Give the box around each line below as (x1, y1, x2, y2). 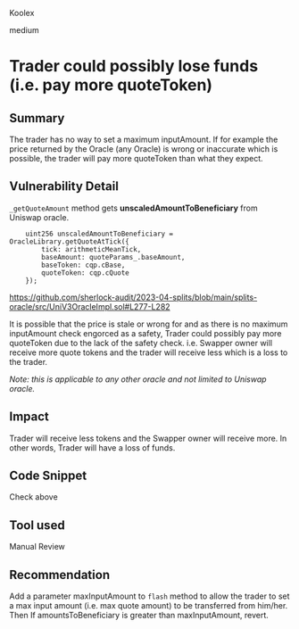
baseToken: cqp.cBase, (41, 261, 126, 269)
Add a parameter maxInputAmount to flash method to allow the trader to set (9, 591, 290, 601)
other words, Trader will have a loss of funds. (9, 442, 176, 453)
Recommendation (9, 567, 110, 583)
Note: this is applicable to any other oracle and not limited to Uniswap (9, 374, 267, 385)
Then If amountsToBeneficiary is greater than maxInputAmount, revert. (9, 610, 270, 621)
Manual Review (9, 542, 65, 552)
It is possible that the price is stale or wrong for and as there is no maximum (9, 319, 288, 329)
